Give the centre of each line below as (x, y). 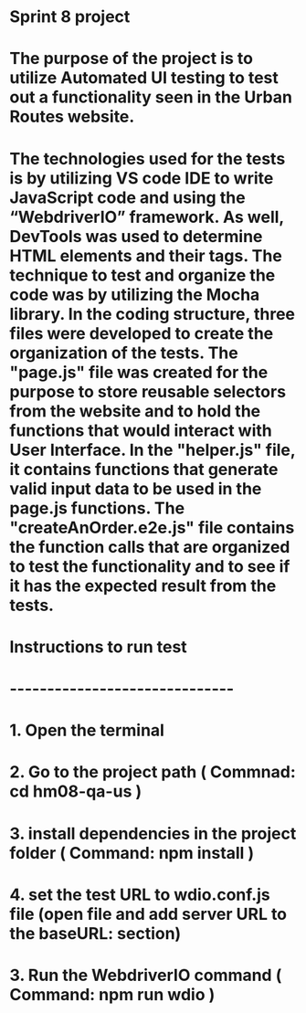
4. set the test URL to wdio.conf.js (140, 895)
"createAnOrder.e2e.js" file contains (152, 528)
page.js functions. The (97, 508)
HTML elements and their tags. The (146, 255)
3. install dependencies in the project (153, 834)
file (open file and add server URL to (148, 914)
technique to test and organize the (142, 275)
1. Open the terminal (87, 730)
